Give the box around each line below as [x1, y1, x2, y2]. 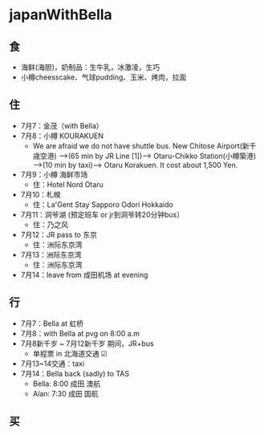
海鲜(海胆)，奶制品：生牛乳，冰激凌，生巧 [20, 63, 160, 71]
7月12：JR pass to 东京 [20, 230, 97, 239]
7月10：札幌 [20, 189, 61, 199]
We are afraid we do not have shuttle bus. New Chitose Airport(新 [32, 140, 250, 150]
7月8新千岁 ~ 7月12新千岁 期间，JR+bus [20, 339, 155, 348]
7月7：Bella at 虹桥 [20, 319, 83, 328]
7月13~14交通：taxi [20, 359, 85, 368]
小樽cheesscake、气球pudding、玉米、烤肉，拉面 [20, 72, 187, 82]
